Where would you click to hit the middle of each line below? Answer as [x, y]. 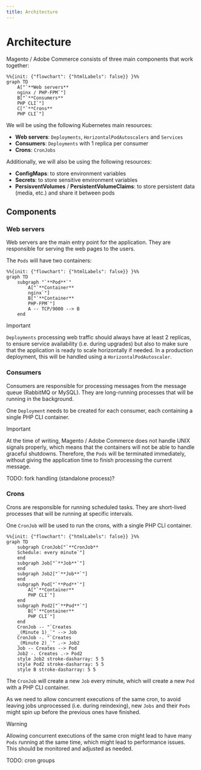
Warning [17, 724]
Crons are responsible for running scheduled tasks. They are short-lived [96, 507]
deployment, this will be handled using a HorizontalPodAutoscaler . [89, 357]
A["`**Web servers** [43, 87]
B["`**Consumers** [40, 98]
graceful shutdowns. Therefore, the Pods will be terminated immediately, [96, 453]
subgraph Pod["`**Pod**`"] [51, 584]
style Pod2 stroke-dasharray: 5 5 [61, 664]
